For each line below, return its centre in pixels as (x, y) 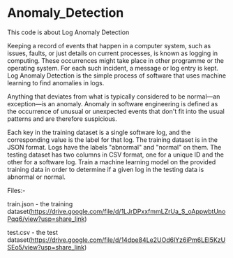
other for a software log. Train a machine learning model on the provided (112, 162)
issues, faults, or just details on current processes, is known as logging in (113, 53)
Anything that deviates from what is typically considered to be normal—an (114, 96)
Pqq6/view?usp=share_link (46, 219)
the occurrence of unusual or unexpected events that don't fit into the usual (116, 111)
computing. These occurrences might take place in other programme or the (116, 60)
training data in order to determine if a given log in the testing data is (106, 169)
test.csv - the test (32, 232)
